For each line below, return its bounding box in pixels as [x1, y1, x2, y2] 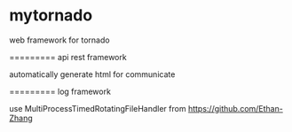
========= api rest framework [9, 51, 127, 62]
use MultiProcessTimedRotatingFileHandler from [9, 103, 186, 113]
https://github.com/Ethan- [187, 103, 284, 113]
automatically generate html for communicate [9, 68, 176, 80]
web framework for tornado [9, 35, 110, 45]
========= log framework [9, 86, 111, 97]
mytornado [9, 5, 93, 26]
